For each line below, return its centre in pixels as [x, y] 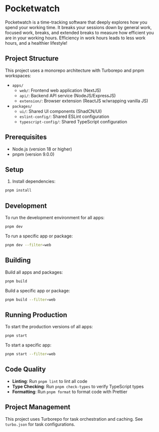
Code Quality [25, 369]
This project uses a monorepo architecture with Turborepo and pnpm [75, 70]
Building [18, 260]
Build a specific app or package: [37, 290]
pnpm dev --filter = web [28, 245]
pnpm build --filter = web [30, 300]
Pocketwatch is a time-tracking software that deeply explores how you [76, 22]
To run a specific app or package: [39, 236]
